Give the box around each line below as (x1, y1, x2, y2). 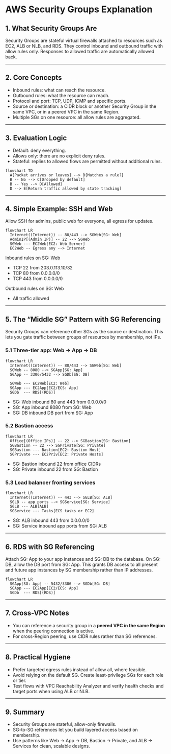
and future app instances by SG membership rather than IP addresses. (5, 566, 153, 573)
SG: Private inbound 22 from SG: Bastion (12, 466, 98, 472)
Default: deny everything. (12, 147, 66, 153)
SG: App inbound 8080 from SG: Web (12, 404, 92, 410)
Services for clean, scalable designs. (12, 743, 90, 749)
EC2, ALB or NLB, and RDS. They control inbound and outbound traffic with (5, 43, 163, 49)
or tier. (12, 677, 26, 683)
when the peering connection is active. (12, 628, 95, 634)
